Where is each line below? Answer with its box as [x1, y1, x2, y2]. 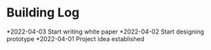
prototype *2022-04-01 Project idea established [6, 34, 145, 42]
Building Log [6, 5, 80, 21]
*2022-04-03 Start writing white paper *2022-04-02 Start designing [6, 27, 205, 36]
